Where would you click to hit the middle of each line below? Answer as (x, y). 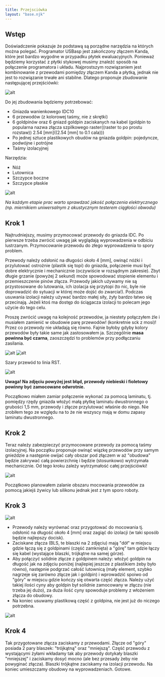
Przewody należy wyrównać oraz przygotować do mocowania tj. (78, 527)
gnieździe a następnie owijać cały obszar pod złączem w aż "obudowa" (78, 455)
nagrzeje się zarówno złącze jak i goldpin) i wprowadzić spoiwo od (80, 574)
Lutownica (23, 173)
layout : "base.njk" (25, 14)
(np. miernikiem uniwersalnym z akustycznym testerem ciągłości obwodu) (81, 207)
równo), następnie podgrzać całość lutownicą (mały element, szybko (82, 569)
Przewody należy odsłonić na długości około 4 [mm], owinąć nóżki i (74, 260)
